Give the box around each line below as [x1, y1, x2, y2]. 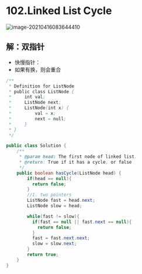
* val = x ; [8, 110, 57, 116]
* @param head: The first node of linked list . [19, 154, 137, 160]
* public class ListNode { [8, 89, 75, 94]
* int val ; [8, 94, 46, 100]
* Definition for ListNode [8, 83, 75, 89]
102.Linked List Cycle [6, 4, 112, 18]
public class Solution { [6, 143, 67, 149]
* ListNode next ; [8, 100, 61, 106]
